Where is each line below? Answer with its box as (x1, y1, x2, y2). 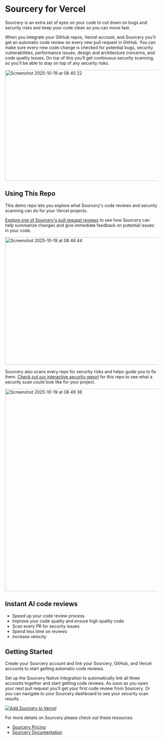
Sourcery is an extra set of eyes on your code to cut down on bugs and (5, 20, 147, 25)
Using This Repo (5, 189, 56, 198)
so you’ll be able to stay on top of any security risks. (5, 60, 110, 66)
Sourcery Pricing (12, 724, 46, 730)
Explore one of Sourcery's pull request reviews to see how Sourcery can (5, 217, 150, 223)
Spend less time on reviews (12, 628, 67, 634)
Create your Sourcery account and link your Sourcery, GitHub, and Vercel (5, 660, 152, 666)
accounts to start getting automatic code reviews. (5, 666, 104, 672)
